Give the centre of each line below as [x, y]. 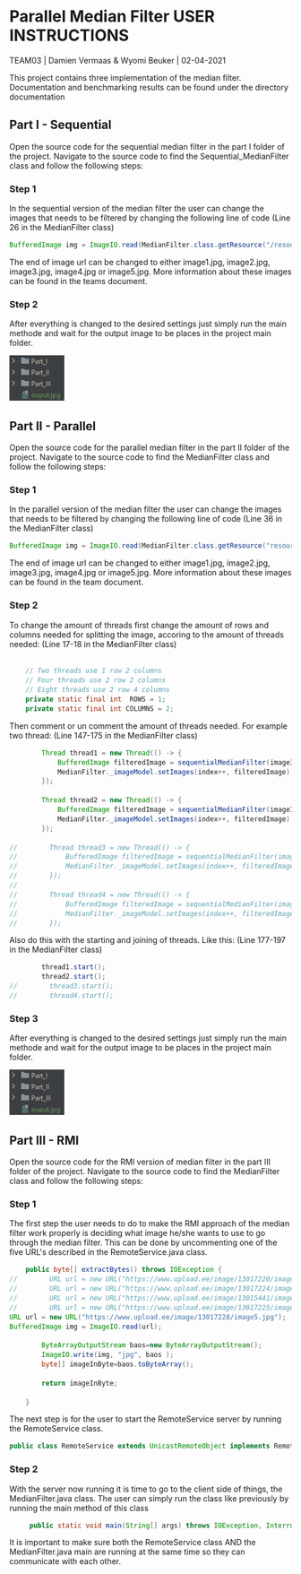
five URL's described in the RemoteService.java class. [108, 1252]
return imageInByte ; [80, 1383]
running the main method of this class [79, 1508]
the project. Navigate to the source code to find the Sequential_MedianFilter [149, 156]
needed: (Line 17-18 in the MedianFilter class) [93, 644]
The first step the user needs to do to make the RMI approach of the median [150, 1224]
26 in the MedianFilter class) [62, 228]
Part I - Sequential [60, 125]
